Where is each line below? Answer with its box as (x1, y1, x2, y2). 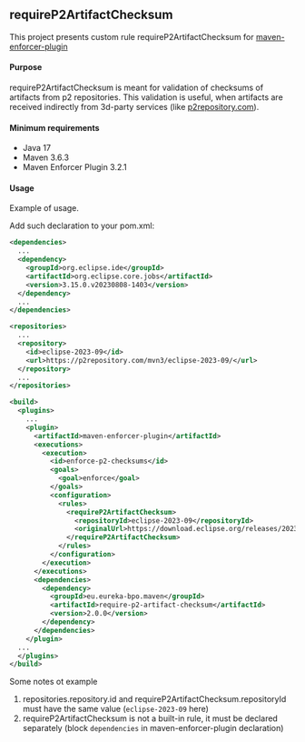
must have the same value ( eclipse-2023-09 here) (22, 704, 209, 715)
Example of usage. (9, 203, 80, 214)
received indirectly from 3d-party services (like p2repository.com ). (9, 102, 260, 113)
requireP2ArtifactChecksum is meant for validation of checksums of (9, 82, 264, 94)
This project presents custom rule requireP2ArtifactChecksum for (9, 31, 254, 42)
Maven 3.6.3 (22, 152, 70, 163)
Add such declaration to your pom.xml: (9, 220, 155, 231)
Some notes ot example (9, 677, 98, 687)
